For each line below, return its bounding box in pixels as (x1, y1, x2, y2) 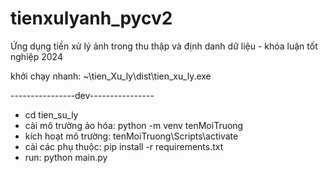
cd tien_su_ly (24, 108, 79, 121)
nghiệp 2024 (10, 50, 63, 62)
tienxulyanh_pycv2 (10, 7, 173, 30)
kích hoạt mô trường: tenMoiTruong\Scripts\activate (24, 130, 239, 142)
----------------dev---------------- (10, 89, 155, 101)
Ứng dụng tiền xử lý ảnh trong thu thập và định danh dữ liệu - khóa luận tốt (10, 40, 318, 52)
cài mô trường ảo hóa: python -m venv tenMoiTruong (24, 119, 244, 131)
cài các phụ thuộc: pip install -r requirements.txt (24, 140, 224, 152)
